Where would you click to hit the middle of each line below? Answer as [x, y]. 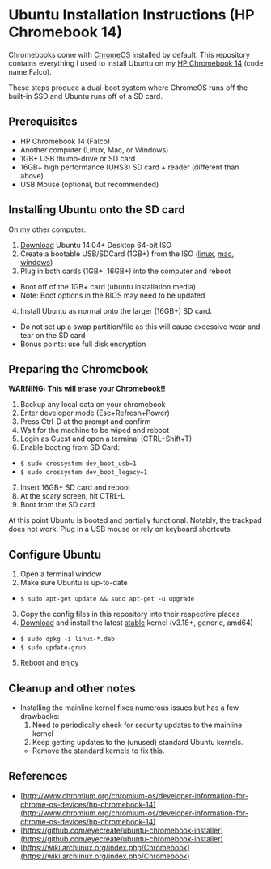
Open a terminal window [61, 574]
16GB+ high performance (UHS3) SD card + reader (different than [129, 167]
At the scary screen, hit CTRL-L [72, 496]
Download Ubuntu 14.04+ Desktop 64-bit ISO [96, 245]
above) [32, 175]
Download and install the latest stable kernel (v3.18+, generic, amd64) [136, 623]
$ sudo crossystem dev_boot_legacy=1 [84, 473]
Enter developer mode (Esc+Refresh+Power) [95, 413]
